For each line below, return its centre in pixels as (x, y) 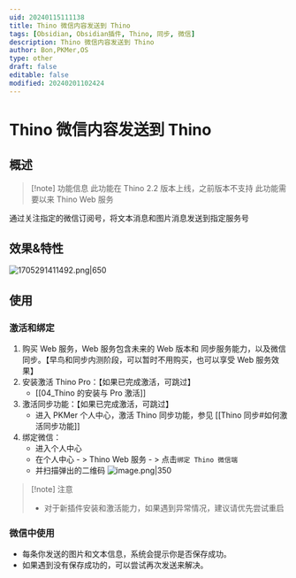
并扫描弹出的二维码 (70, 471)
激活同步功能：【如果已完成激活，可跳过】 (98, 405)
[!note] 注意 (52, 489)
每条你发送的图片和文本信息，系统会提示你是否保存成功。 (126, 554)
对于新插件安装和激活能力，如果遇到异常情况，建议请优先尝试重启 (164, 508)
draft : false (33, 67)
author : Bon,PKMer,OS (49, 50)
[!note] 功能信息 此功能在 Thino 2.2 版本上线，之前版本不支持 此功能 (155, 188)
